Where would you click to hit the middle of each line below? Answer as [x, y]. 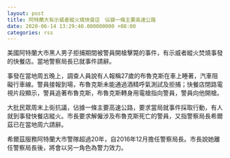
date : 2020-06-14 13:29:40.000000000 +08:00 [72, 26]
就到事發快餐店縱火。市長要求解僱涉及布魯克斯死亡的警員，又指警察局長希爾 [115, 116]
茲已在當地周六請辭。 [37, 124]
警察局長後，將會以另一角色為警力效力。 [70, 148]
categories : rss [30, 32]
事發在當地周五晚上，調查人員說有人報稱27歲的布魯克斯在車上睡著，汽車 [110, 76]
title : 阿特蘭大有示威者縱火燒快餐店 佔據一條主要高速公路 [81, 20]
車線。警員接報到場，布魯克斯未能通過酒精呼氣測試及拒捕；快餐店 [112, 84]
